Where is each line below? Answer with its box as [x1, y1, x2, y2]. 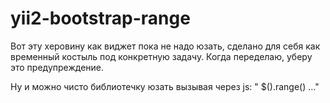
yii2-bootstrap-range [10, 7, 191, 30]
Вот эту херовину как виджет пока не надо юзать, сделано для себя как [10, 40, 321, 52]
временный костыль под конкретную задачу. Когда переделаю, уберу [10, 50, 313, 62]
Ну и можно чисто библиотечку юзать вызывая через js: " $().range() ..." [10, 80, 320, 92]
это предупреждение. [10, 61, 105, 73]
